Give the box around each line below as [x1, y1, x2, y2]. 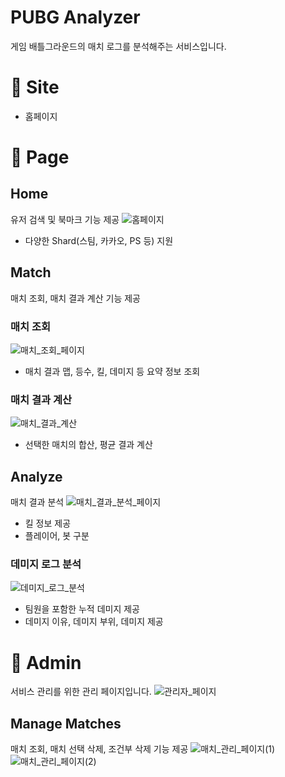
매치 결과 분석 [10, 496, 65, 508]
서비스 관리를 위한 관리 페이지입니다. [10, 686, 152, 698]
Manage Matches [10, 715, 122, 732]
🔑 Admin [10, 651, 82, 674]
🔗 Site [10, 76, 60, 99]
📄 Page [10, 146, 70, 169]
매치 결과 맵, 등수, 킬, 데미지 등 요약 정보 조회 [24, 365, 201, 377]
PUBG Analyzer [10, 6, 141, 29]
